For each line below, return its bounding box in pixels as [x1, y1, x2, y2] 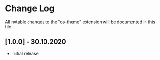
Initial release [12, 50, 39, 56]
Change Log [5, 3, 55, 14]
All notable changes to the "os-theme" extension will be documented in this [5, 19, 156, 24]
